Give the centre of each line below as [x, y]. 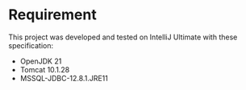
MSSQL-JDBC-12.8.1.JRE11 [64, 78]
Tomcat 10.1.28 [45, 69]
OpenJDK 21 [41, 61]
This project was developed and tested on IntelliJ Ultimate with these [123, 37]
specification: [31, 45]
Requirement [52, 15]
